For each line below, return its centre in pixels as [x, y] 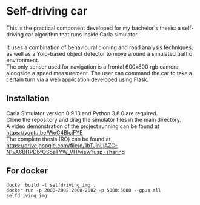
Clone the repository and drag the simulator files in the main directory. [94, 119]
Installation [28, 99]
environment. [23, 60]
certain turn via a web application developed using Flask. [78, 79]
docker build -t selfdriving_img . [51, 185]
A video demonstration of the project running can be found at [83, 126]
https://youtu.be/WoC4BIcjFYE [45, 132]
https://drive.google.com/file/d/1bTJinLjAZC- [62, 145]
